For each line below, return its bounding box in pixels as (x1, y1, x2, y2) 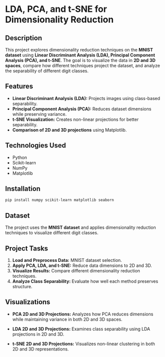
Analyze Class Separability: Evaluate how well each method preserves (12, 278, 159, 284)
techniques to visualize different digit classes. (5, 230, 99, 236)
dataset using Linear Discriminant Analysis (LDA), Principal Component (5, 52, 155, 58)
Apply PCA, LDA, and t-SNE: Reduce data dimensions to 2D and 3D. (12, 262, 152, 268)
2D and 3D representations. (12, 346, 69, 352)
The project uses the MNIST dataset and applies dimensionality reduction (5, 224, 156, 231)
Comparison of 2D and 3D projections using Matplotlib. (12, 127, 127, 133)
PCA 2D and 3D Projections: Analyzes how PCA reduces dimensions (12, 311, 154, 317)
